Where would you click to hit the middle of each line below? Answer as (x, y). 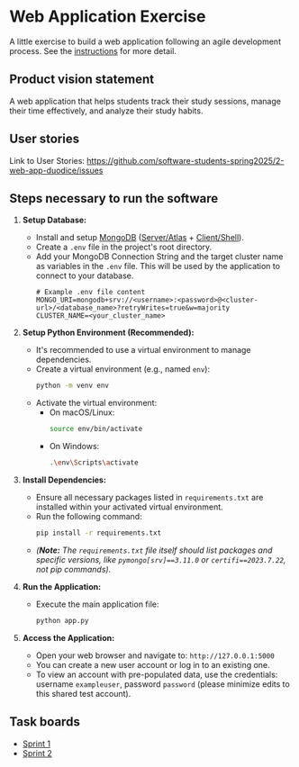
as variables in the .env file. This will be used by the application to (158, 266)
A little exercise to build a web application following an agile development (145, 41)
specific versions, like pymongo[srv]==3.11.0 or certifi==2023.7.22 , (161, 559)
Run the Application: (62, 586)
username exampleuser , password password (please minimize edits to (163, 684)
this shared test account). (83, 693)
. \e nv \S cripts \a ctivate (94, 463)
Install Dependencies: (64, 480)
